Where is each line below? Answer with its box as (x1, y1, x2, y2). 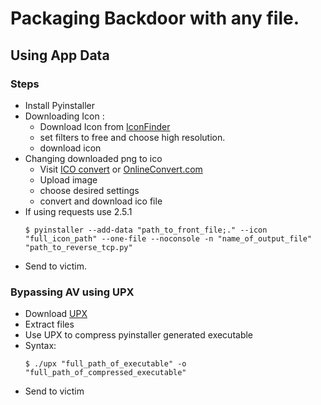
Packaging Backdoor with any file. (10, 7, 300, 30)
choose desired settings (39, 184, 140, 196)
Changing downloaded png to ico (24, 152, 163, 164)
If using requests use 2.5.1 (24, 205, 133, 217)
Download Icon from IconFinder (39, 120, 171, 132)
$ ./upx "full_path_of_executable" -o (24, 359, 187, 369)
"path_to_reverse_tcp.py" (24, 242, 133, 252)
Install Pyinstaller (24, 99, 96, 111)
